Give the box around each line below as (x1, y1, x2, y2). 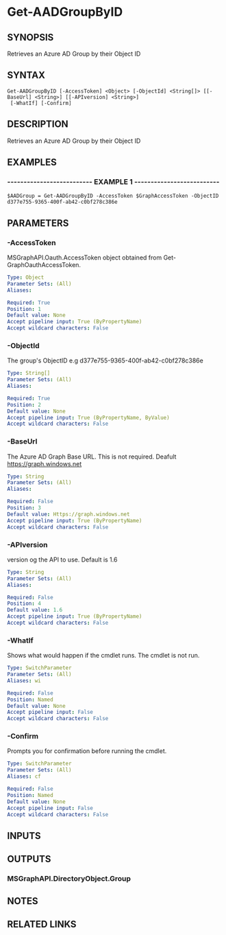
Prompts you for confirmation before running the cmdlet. (7, 747, 167, 755)
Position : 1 (7, 305, 41, 312)
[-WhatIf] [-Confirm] (10, 100, 72, 106)
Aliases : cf (7, 773, 41, 780)
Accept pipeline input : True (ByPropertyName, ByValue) (7, 414, 170, 421)
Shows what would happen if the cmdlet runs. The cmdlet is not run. (7, 651, 200, 660)
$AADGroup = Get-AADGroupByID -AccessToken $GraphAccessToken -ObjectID (7, 193, 219, 200)
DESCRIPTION (7, 118, 68, 130)
